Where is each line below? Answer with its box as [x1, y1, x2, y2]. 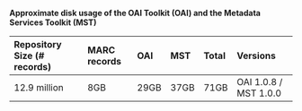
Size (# [13, 49, 45, 62]
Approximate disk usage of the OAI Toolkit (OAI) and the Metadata [9, 8, 261, 18]
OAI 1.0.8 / [236, 76, 283, 88]
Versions [236, 49, 276, 62]
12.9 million [13, 81, 65, 93]
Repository [13, 38, 62, 50]
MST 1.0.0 [236, 87, 281, 99]
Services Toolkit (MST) [9, 17, 97, 28]
